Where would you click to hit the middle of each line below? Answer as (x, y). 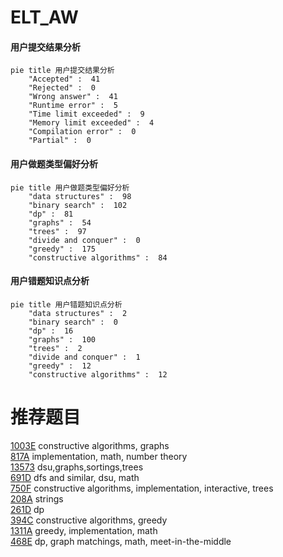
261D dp (27, 509)
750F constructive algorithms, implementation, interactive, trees (142, 488)
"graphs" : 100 (62, 339)
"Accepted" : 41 (64, 79)
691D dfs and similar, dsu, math (75, 477)
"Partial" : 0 (60, 141)
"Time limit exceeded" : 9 (86, 114)
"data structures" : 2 (78, 313)
